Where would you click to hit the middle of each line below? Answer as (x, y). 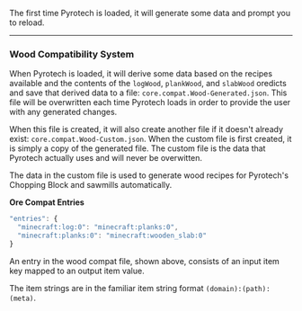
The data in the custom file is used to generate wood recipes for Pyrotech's (149, 175)
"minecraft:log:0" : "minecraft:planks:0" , (98, 227)
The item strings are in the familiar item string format (107, 288)
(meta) (22, 298)
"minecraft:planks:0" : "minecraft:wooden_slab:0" (112, 236)
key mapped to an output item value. (77, 271)
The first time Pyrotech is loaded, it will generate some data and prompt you (150, 13)
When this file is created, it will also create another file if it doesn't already (147, 129)
